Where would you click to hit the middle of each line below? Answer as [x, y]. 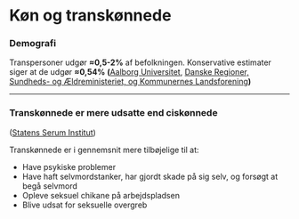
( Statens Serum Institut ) [53, 132]
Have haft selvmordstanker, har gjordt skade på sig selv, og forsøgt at [150, 176]
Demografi [32, 44]
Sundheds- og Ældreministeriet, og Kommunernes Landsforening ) [130, 82]
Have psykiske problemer [69, 166]
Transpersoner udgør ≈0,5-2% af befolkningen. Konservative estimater [140, 62]
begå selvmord [50, 186]
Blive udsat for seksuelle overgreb [85, 205]
